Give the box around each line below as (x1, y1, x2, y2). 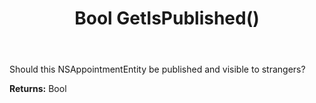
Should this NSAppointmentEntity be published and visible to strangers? (9, 63, 306, 76)
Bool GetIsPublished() (74, 7, 260, 30)
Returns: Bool (9, 83, 67, 95)
